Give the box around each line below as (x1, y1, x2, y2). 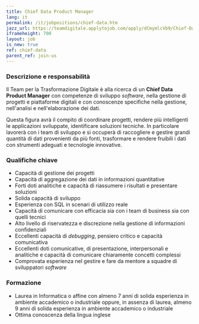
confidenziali (14, 226, 46, 233)
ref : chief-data (6, 47, 46, 53)
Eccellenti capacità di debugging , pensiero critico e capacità (14, 232, 163, 240)
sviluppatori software (14, 264, 67, 271)
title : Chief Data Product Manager (6, 8, 94, 15)
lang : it (6, 14, 28, 20)
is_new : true (6, 42, 38, 48)
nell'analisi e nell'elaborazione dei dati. (6, 104, 101, 111)
